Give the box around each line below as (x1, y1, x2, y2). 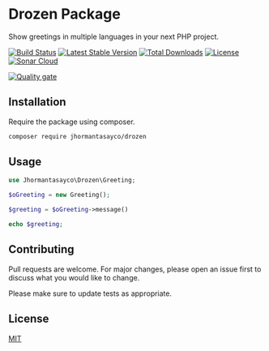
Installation (8, 95, 66, 109)
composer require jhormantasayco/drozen (8, 132, 147, 140)
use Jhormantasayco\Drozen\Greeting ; (8, 176, 136, 185)
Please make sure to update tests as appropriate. (8, 289, 173, 298)
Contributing (8, 242, 75, 256)
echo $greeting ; (8, 220, 63, 229)
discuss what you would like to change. (8, 272, 140, 282)
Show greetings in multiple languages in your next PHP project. (8, 32, 220, 41)
